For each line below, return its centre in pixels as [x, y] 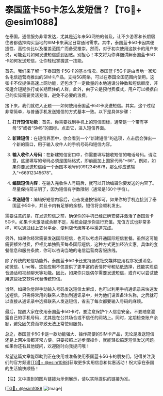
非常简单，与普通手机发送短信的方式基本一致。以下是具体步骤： [69, 111]
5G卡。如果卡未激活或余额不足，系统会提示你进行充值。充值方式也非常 [76, 222]
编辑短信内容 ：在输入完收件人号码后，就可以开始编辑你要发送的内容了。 [84, 183]
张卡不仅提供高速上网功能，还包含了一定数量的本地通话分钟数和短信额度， [79, 83]
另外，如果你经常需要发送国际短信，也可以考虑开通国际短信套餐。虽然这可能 [81, 238]
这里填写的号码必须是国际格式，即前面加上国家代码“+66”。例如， [86, 160]
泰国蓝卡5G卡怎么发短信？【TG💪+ [73, 10]
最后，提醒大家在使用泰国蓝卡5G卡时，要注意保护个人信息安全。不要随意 [78, 311]
